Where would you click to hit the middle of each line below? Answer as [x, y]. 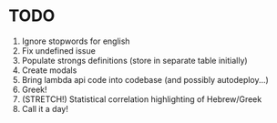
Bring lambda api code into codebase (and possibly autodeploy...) [145, 79]
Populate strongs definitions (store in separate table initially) [134, 60]
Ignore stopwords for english [76, 41]
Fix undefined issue [59, 50]
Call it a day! [45, 108]
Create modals [49, 70]
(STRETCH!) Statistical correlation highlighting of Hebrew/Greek [142, 99]
